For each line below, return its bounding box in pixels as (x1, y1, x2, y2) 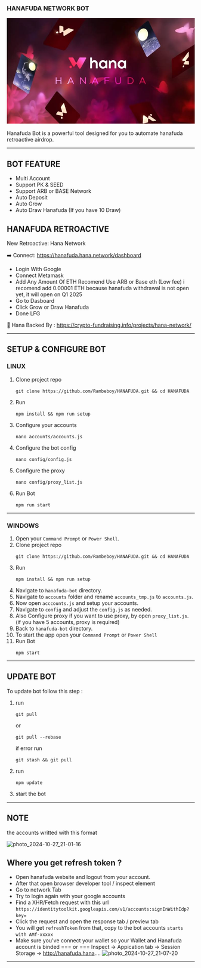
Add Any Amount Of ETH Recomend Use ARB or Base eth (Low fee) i (15, 278, 185, 285)
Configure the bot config (15, 444, 76, 451)
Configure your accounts (15, 421, 77, 428)
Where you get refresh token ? (7, 858, 122, 868)
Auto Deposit (15, 194, 48, 201)
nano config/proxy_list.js (15, 479, 83, 485)
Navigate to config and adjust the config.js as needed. (15, 606, 153, 613)
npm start (15, 650, 41, 656)
